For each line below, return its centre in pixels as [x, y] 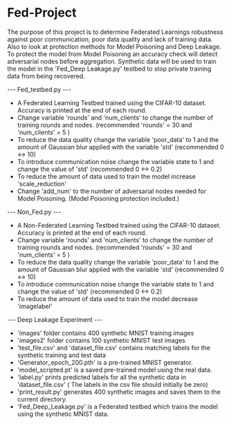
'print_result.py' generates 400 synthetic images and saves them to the [119, 392]
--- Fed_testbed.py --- [39, 89]
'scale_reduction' [42, 183]
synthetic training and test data [61, 355]
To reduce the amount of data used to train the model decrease [108, 298]
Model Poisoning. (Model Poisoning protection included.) [98, 198]
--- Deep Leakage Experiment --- [55, 319]
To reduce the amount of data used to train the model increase [106, 176]
